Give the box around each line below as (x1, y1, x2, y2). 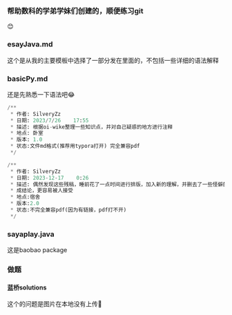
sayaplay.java (7, 229, 55, 239)
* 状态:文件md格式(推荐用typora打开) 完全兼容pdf (10, 143, 140, 150)
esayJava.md (7, 39, 53, 49)
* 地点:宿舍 (10, 193, 41, 201)
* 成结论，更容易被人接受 (10, 187, 74, 194)
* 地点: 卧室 (10, 130, 43, 137)
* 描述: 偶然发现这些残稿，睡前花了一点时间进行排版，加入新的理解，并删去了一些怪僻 (10, 181, 223, 188)
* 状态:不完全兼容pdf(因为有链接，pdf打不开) (10, 207, 127, 213)
